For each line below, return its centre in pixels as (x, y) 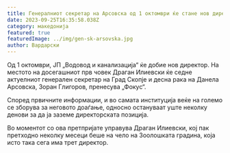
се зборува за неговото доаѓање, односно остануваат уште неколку (107, 107)
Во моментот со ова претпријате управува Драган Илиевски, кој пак (108, 128)
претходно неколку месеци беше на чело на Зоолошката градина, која (111, 135)
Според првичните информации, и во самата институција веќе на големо (115, 100)
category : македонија (38, 26)
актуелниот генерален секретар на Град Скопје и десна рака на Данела (113, 79)
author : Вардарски (33, 45)
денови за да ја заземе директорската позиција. (78, 115)
